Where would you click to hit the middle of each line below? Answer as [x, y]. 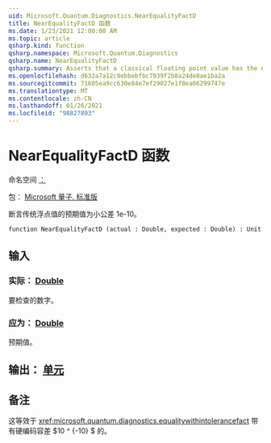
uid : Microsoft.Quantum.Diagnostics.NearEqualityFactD [102, 16]
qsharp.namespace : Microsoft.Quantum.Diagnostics [94, 53]
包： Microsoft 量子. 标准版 [53, 196]
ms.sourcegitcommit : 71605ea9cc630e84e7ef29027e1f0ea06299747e [117, 83]
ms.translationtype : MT [48, 91]
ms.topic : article [39, 38]
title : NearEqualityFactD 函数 [60, 23]
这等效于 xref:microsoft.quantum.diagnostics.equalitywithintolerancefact [129, 421]
